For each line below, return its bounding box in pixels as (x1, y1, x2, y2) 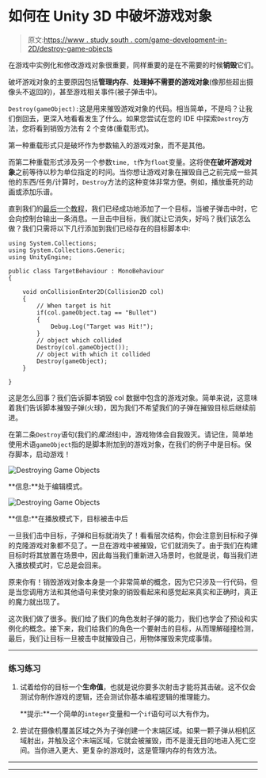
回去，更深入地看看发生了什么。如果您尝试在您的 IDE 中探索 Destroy (21, 113, 243, 123)
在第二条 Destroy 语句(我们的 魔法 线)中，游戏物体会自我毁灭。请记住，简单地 (8, 429, 253, 439)
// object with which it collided (36, 350, 150, 358)
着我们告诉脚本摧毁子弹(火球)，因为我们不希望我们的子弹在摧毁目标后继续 (8, 402, 249, 412)
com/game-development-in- (134, 35, 228, 44)
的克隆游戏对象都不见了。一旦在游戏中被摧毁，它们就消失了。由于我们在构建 (8, 540, 258, 550)
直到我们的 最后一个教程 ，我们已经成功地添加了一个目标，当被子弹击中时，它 (8, 204, 258, 213)
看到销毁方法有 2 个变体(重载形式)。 (35, 124, 154, 133)
